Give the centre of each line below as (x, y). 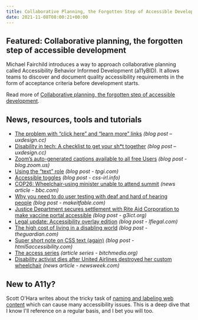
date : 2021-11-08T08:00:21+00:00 (47, 17)
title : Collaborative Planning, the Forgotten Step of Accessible (89, 12)
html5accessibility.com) (44, 247)
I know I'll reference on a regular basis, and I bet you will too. (80, 311)
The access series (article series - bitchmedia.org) (76, 253)
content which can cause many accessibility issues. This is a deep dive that (98, 304)
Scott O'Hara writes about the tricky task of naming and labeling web (90, 298)
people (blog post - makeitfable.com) (60, 203)
